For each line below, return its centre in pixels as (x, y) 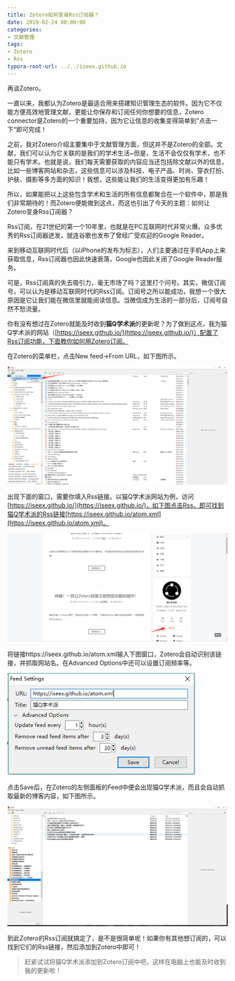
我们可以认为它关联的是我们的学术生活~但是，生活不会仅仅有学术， (116, 153)
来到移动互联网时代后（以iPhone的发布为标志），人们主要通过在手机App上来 (116, 250)
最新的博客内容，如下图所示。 (56, 796)
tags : (15, 44)
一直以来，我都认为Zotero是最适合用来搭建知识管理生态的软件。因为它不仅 (115, 103)
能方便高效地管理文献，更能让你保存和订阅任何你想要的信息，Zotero (106, 111)
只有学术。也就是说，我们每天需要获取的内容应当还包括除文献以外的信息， (120, 162)
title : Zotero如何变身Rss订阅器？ (53, 15)
